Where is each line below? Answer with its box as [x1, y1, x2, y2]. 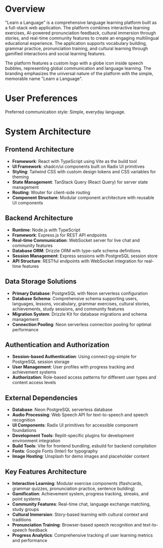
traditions [12, 516, 32, 523]
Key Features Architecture [5, 467, 87, 476]
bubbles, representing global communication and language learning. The [5, 65, 151, 71]
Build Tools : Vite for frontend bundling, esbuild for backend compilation [12, 443, 157, 449]
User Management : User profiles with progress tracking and [12, 364, 134, 370]
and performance [12, 537, 47, 543]
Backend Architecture [5, 214, 73, 223]
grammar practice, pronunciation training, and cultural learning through [5, 45, 148, 51]
